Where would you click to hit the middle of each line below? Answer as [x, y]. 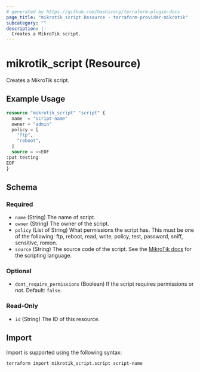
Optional [19, 271]
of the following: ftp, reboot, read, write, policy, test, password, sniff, [99, 237]
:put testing [22, 157]
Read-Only [22, 306]
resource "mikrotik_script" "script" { [56, 113]
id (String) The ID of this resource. [57, 319]
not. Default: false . [38, 291]
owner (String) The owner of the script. [62, 224]
